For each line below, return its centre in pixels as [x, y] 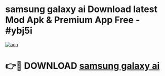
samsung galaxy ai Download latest [81, 9]
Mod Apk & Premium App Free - [73, 20]
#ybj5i [19, 31]
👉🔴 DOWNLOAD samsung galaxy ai [82, 66]
